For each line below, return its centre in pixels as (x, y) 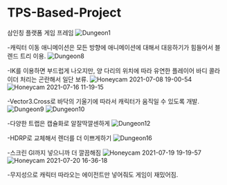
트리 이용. (33, 56)
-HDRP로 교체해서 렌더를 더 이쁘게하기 (60, 138)
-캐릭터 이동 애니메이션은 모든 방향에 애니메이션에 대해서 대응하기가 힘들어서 (110, 47)
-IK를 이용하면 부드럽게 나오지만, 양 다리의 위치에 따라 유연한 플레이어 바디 (107, 70)
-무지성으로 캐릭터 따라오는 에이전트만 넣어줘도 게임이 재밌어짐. (93, 175)
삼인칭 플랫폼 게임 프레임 (40, 32)
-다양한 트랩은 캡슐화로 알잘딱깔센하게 (59, 123)
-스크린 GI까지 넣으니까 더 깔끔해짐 (54, 153)
